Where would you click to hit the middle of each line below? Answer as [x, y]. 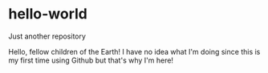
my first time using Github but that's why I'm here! [91, 60]
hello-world [48, 14]
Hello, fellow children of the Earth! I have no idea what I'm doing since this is [134, 51]
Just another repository [47, 36]
